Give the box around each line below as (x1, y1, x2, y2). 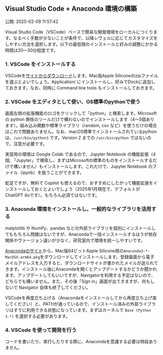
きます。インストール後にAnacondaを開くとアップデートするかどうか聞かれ (5, 266, 157, 272)
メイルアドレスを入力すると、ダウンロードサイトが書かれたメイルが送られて (5, 260, 159, 266)
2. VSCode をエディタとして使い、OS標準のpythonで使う (5, 98, 141, 105)
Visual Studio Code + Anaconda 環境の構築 (5, 4, 137, 13)
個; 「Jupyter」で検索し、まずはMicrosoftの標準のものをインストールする (5, 157, 153, 163)
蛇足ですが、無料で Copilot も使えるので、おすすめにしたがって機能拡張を (5, 180, 153, 186)
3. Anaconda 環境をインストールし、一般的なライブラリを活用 (5, 206, 152, 213)
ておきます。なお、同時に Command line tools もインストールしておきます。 (5, 85, 157, 91)
